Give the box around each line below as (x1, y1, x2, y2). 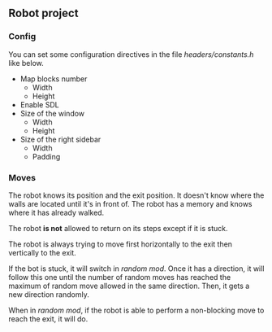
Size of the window (19, 108, 85, 118)
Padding (32, 151, 61, 161)
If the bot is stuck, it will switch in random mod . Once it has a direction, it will (8, 264, 265, 273)
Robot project (8, 7, 79, 20)
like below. (8, 58, 44, 68)
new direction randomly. (8, 289, 89, 299)
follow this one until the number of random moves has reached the (8, 272, 231, 282)
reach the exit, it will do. (8, 313, 89, 324)
